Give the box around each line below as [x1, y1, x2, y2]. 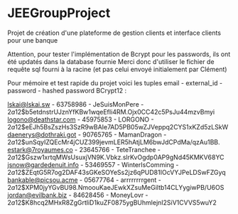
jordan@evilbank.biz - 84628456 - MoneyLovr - [7, 191, 148, 199]
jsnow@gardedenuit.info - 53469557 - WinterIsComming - [7, 160, 179, 168]
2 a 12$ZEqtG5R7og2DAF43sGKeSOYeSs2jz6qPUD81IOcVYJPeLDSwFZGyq [7, 168, 226, 176]
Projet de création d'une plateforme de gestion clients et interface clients [7, 28, 222, 37]
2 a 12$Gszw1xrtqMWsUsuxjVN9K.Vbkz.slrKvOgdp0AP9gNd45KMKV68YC [7, 153, 225, 161]
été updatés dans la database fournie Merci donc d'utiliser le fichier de [7, 57, 215, 65]
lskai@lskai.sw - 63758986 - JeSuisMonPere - [7, 100, 144, 108]
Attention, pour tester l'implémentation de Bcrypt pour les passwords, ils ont [7, 50, 231, 58]
